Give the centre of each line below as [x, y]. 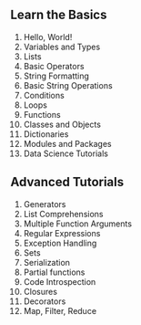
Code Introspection [60, 281]
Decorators [45, 301]
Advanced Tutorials [67, 182]
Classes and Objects [62, 124]
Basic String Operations [68, 85]
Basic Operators [54, 66]
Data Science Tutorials [65, 153]
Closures [40, 291]
